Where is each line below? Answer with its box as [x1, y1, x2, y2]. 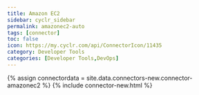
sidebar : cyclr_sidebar [7, 17, 76, 23]
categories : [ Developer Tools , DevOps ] [7, 55, 119, 62]
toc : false [7, 36, 39, 43]
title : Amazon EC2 [7, 10, 60, 17]
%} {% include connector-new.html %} [41, 81, 153, 89]
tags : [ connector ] [7, 29, 60, 36]
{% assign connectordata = [7, 74, 85, 82]
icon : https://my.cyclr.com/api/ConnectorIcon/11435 [7, 42, 162, 49]
